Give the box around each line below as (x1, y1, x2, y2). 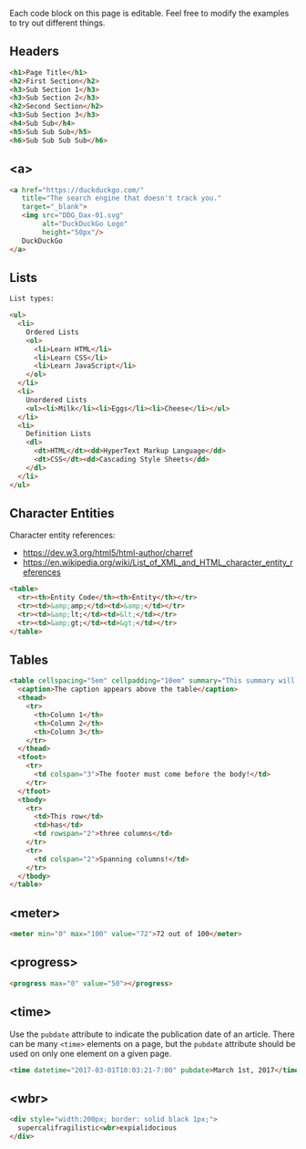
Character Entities (9, 506, 115, 521)
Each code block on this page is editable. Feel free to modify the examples (9, 8, 290, 18)
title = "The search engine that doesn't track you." (21, 193, 222, 204)
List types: (9, 294, 55, 304)
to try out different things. (9, 17, 106, 28)
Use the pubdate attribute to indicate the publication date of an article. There (9, 1029, 295, 1039)
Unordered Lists (25, 395, 88, 404)
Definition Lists (25, 429, 92, 439)
